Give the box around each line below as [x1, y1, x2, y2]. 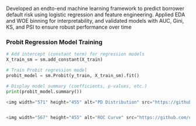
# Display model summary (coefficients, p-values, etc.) [6, 83, 148, 89]
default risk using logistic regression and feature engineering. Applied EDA [6, 11, 185, 18]
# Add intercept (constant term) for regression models [6, 51, 145, 57]
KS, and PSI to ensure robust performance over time [6, 23, 132, 30]
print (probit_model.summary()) [6, 89, 82, 94]
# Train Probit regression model [6, 67, 87, 73]
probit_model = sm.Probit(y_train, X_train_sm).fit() [6, 72, 140, 78]
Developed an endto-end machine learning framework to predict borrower [6, 5, 185, 12]
